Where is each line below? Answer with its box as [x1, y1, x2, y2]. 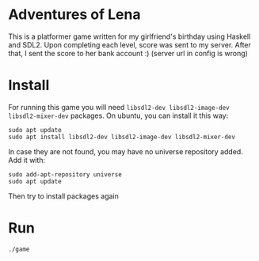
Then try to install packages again [8, 191, 119, 201]
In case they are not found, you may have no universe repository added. [8, 146, 243, 156]
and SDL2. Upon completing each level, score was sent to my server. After [8, 40, 252, 49]
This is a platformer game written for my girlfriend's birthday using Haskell [8, 32, 251, 41]
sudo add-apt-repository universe [8, 170, 123, 179]
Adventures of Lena [8, 6, 141, 24]
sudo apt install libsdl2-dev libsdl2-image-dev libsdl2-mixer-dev [8, 133, 236, 141]
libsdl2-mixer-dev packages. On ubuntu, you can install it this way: [8, 111, 229, 120]
